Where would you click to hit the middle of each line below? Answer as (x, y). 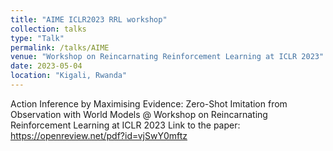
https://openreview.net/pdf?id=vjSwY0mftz (99, 135)
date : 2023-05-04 (46, 66)
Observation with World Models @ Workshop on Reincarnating (139, 114)
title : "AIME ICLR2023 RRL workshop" (89, 19)
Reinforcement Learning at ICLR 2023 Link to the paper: (125, 125)
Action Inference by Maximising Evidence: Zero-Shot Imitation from (149, 103)
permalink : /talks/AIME (60, 47)
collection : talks (48, 29)
